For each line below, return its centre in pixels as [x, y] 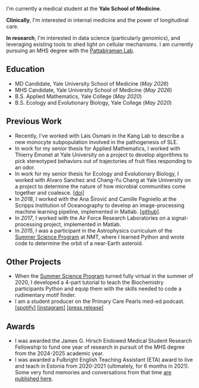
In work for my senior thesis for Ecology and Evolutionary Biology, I [97, 173]
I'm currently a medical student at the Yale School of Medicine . [84, 9]
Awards [21, 326]
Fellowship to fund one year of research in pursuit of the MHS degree [100, 347]
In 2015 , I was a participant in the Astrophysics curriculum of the [94, 230]
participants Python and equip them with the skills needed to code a [98, 289]
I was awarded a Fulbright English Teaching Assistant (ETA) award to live [104, 360]
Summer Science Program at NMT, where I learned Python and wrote [99, 237]
